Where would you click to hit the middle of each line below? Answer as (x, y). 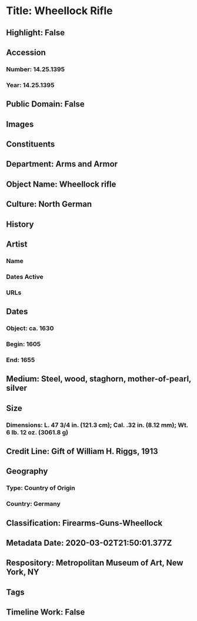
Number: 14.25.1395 (36, 69)
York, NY (23, 572)
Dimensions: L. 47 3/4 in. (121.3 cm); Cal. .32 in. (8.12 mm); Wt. (97, 425)
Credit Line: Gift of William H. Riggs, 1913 (82, 451)
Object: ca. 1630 (30, 328)
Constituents (31, 144)
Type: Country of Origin (41, 488)
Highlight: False (36, 33)
